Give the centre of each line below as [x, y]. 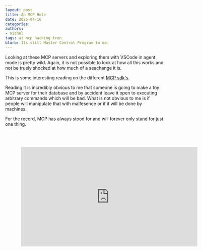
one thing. [16, 124]
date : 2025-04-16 [23, 19]
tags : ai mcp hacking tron [33, 38]
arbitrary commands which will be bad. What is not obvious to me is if [78, 98]
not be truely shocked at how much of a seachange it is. [63, 68]
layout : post [19, 10]
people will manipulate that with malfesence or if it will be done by [74, 104]
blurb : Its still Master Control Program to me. [57, 43]
